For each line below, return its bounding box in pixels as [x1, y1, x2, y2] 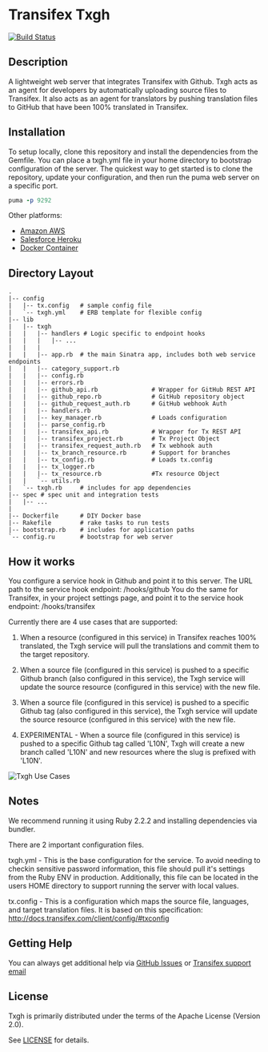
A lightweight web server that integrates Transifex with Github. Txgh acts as [8, 76, 258, 86]
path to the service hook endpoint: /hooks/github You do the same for [8, 585, 238, 595]
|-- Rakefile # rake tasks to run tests [8, 519, 170, 527]
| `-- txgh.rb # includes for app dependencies [8, 484, 192, 492]
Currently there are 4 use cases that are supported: [8, 617, 178, 627]
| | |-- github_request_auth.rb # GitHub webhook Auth [8, 400, 227, 408]
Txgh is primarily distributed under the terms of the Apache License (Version [8, 1011, 261, 1021]
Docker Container [19, 243, 78, 253]
